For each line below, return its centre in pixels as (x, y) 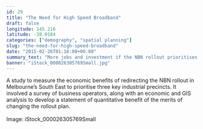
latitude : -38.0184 (31, 35)
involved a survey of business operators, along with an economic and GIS (99, 93)
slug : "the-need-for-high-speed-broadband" (62, 46)
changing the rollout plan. (38, 106)
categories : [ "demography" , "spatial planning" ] (69, 40)
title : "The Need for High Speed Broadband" (64, 18)
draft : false (23, 23)
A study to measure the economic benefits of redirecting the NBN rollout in (100, 80)
